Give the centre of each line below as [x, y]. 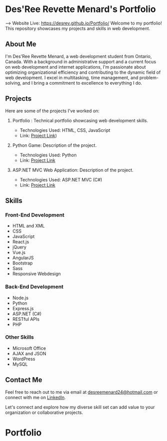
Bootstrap [22, 263]
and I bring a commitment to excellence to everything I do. [82, 83]
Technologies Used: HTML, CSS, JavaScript [65, 130]
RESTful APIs [26, 319]
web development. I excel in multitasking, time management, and [72, 77]
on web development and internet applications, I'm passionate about [76, 67]
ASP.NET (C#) [27, 314]
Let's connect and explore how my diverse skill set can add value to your [80, 407]
